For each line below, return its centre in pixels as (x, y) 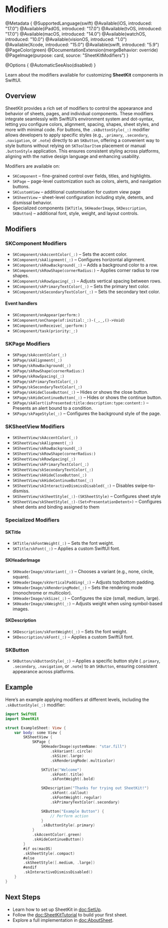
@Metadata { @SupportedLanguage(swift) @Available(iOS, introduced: (78, 23)
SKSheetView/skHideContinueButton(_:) (53, 481)
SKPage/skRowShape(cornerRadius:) (48, 371)
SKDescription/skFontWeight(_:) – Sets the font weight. (70, 631)
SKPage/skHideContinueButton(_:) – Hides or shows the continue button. (87, 397)
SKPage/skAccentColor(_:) (39, 355)
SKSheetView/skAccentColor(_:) (45, 438)
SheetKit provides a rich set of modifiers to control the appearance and (79, 108)
